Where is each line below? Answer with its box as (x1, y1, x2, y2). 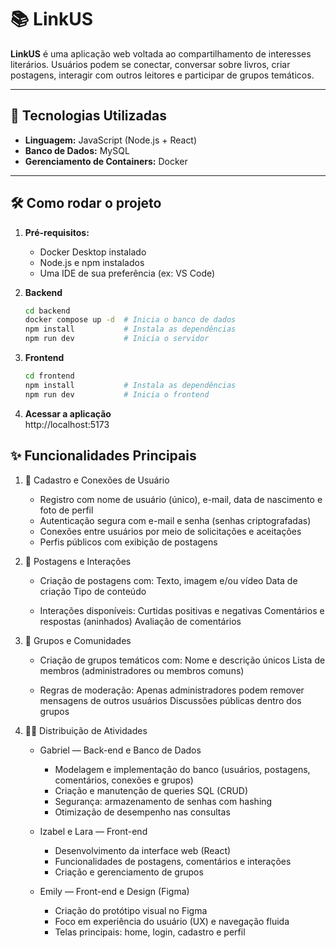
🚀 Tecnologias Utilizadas (10, 107, 167, 125)
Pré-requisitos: (24, 226, 90, 238)
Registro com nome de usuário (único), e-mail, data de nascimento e (39, 493, 323, 505)
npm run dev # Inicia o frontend (24, 389, 210, 400)
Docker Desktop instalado (39, 246, 147, 258)
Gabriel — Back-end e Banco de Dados (39, 744, 202, 756)
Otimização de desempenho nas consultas (54, 806, 231, 818)
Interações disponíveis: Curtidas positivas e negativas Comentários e (39, 604, 325, 616)
